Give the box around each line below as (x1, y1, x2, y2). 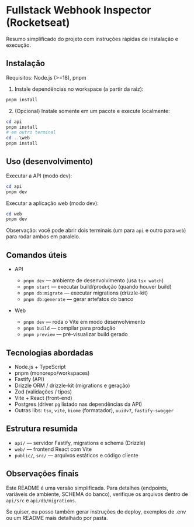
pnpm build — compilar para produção (23, 324, 116, 331)
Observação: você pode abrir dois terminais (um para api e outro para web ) (6, 227, 186, 234)
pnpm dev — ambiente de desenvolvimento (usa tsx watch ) (23, 277, 164, 284)
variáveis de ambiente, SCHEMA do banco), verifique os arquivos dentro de (6, 490, 188, 498)
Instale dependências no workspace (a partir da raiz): (14, 85, 144, 93)
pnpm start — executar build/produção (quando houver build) (23, 283, 172, 290)
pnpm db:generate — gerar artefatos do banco (23, 296, 134, 303)
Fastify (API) (14, 375, 45, 382)
